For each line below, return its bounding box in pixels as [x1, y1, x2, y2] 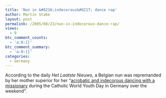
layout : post [5, 16, 32, 21]
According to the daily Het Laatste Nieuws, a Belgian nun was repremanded [5, 72, 161, 78]
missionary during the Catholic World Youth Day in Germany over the [5, 83, 147, 89]
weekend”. [5, 88, 27, 94]
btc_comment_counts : [5, 35, 48, 40]
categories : [5, 53, 30, 59]
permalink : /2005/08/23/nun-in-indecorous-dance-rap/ [5, 21, 120, 26]
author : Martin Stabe [5, 12, 50, 17]
